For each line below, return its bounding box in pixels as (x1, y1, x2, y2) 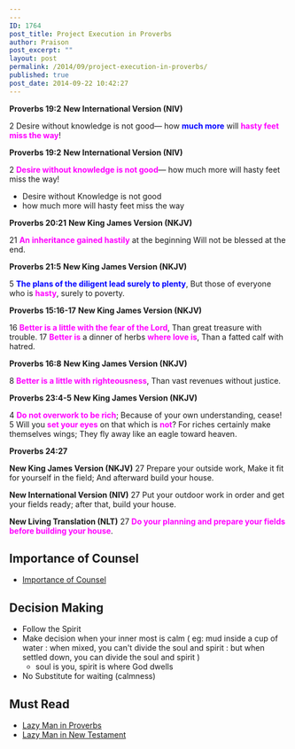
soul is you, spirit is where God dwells (35, 661, 174, 672)
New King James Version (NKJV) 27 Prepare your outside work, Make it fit (9, 463, 284, 473)
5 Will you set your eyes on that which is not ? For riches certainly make (9, 418, 271, 430)
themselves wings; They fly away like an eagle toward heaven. (9, 428, 237, 439)
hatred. (9, 340, 35, 351)
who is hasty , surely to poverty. (9, 287, 126, 298)
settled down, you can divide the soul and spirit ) (21, 652, 201, 663)
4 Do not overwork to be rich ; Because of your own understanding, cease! (9, 410, 283, 420)
